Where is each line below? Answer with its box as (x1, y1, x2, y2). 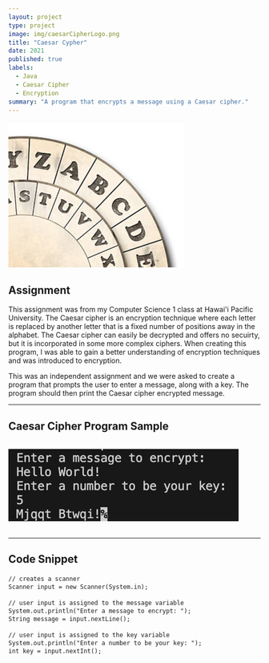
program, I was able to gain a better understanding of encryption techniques (8, 348, 260, 357)
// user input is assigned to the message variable (8, 599, 184, 607)
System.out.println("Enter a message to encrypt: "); (8, 607, 192, 615)
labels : (8, 64, 34, 72)
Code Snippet (8, 552, 78, 566)
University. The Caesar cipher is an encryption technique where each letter (8, 313, 256, 323)
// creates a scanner (8, 575, 81, 583)
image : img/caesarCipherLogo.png (8, 30, 120, 38)
